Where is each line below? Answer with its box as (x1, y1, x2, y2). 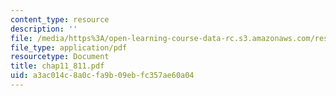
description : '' (10, 24, 78, 34)
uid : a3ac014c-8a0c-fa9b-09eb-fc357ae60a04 (10, 71, 195, 81)
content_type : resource (10, 14, 110, 25)
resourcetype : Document (10, 52, 110, 62)
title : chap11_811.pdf (10, 61, 105, 71)
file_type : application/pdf (10, 42, 128, 53)
